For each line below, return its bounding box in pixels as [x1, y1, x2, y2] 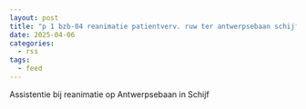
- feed [17, 64, 43, 74]
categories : [9, 38, 55, 48]
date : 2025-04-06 [9, 30, 76, 39]
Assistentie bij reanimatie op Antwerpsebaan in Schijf [9, 88, 209, 100]
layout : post [9, 13, 59, 23]
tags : [9, 55, 30, 64]
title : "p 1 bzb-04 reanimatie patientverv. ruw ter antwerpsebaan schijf [9, 22, 300, 31]
